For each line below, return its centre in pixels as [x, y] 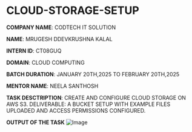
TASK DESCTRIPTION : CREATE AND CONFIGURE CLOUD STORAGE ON [96, 97]
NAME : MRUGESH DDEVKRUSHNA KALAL [60, 39]
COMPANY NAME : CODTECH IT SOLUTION [61, 27]
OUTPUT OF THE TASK [35, 122]
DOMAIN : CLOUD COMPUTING [45, 62]
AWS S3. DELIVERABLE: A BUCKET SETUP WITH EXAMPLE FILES [88, 104]
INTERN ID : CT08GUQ [34, 51]
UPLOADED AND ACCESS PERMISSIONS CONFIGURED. [76, 110]
